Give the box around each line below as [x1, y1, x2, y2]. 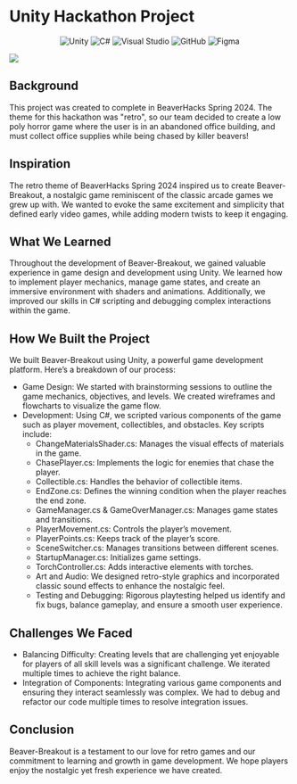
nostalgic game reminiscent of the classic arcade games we [53, 189, 274, 200]
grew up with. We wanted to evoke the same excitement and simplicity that [9, 199, 285, 210]
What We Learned [9, 234, 111, 249]
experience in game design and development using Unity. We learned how [9, 268, 283, 278]
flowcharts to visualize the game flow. [21, 400, 162, 411]
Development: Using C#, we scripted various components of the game [21, 410, 282, 421]
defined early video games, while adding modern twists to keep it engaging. [9, 208, 289, 219]
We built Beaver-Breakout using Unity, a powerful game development [9, 355, 264, 366]
